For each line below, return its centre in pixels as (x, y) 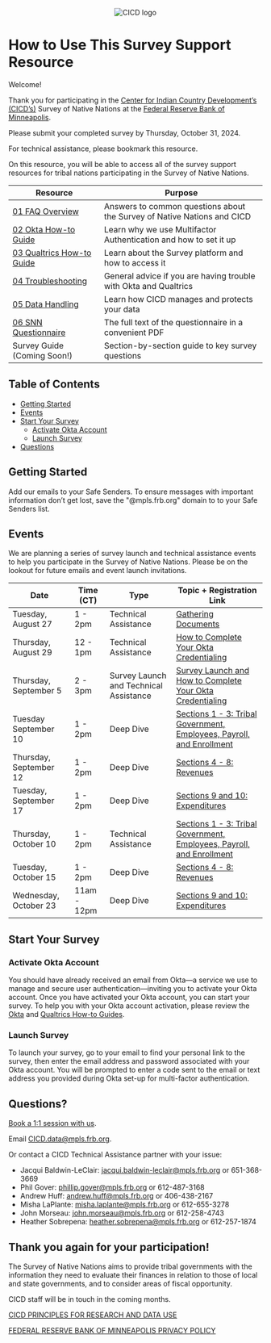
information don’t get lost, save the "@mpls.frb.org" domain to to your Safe (133, 500)
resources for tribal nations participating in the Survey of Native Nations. (129, 173)
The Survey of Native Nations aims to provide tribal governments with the (130, 1266)
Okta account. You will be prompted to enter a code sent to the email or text (134, 1070)
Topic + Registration (217, 591)
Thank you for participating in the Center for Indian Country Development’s (133, 100)
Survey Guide (38, 345)
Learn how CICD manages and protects (178, 299)
